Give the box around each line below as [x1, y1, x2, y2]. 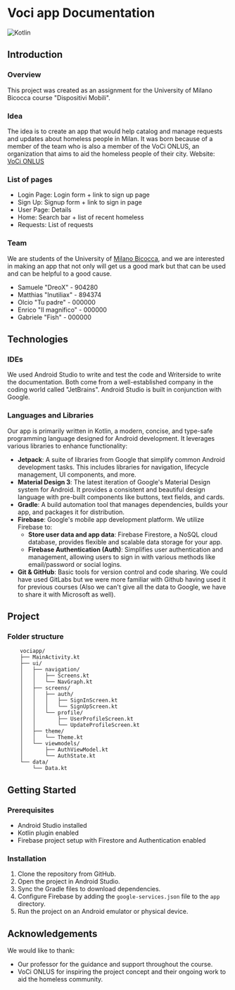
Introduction [7, 49, 63, 61]
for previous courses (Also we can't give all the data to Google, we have [17, 582, 227, 591]
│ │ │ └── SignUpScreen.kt [20, 703, 118, 710]
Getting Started [7, 784, 77, 796]
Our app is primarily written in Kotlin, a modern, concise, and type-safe [7, 427, 213, 435]
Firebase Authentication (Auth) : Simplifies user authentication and [27, 545, 224, 554]
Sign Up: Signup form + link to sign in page [17, 198, 142, 207]
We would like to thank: [7, 946, 75, 955]
